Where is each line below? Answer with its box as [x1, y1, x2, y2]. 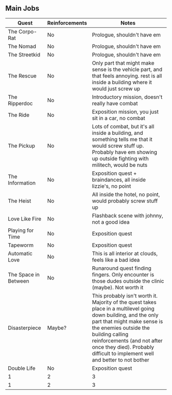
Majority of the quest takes [92, 299, 157, 306]
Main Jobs [5, 4, 39, 13]
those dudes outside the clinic [92, 277, 164, 284]
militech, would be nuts [92, 161, 147, 168]
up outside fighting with [92, 155, 149, 162]
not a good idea [92, 218, 130, 225]
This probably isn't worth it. [92, 292, 158, 299]
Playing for [8, 227, 34, 234]
